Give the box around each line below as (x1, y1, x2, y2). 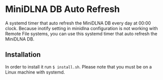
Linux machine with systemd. (5, 69, 65, 75)
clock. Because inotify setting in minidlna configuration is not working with (5, 25, 158, 31)
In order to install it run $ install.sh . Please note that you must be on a (5, 63, 152, 69)
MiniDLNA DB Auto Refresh (5, 3, 120, 15)
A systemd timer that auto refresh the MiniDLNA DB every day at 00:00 (5, 20, 151, 26)
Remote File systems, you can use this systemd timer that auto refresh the (5, 30, 158, 36)
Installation (5, 50, 41, 59)
